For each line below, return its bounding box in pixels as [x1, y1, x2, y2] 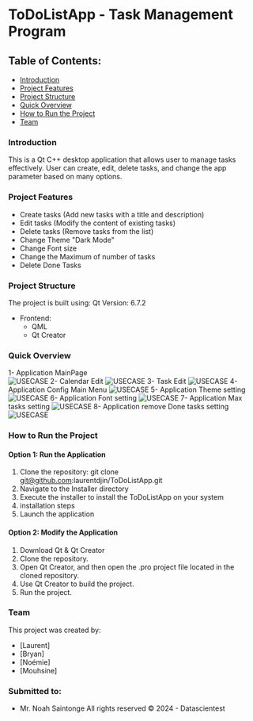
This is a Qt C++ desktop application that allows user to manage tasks [8, 155, 236, 164]
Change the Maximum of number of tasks [19, 251, 156, 261]
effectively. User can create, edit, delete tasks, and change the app [8, 163, 227, 173]
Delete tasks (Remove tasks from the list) [19, 226, 154, 236]
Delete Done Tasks [19, 260, 81, 270]
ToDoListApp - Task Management [8, 6, 233, 24]
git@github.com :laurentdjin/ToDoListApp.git [19, 476, 163, 485]
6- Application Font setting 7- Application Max [50, 393, 243, 403]
